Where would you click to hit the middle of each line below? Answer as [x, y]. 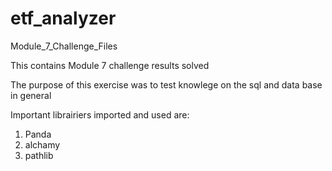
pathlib [39, 155]
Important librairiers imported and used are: [100, 114]
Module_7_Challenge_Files [64, 46]
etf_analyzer [63, 18]
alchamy [42, 144]
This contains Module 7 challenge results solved [110, 65]
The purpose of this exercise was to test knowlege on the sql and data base [166, 84]
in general [31, 95]
